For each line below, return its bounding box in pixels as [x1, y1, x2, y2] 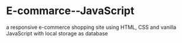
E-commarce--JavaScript [6, 4, 135, 18]
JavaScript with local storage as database [6, 29, 108, 37]
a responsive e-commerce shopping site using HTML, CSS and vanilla [6, 24, 177, 31]
